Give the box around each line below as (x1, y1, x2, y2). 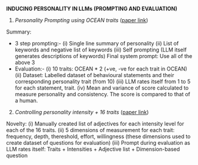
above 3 (14, 59, 35, 66)
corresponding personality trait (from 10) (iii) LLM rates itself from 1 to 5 (14, 78, 191, 85)
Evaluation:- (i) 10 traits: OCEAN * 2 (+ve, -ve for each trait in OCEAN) (14, 65, 188, 72)
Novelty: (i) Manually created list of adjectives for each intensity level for (6, 120, 184, 127)
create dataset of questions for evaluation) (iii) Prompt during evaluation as (6, 139, 191, 146)
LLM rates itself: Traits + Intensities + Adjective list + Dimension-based (6, 146, 180, 152)
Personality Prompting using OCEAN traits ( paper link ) (14, 17, 148, 23)
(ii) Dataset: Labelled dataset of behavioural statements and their (14, 72, 175, 78)
